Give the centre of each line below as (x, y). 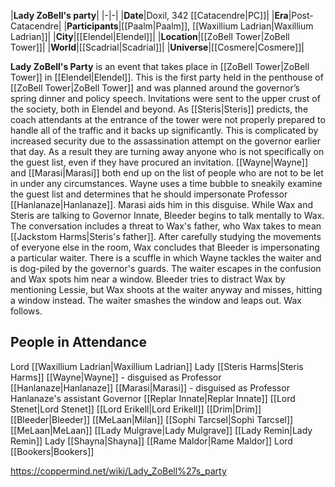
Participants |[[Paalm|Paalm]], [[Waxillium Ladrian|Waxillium (190, 26)
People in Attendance (78, 342)
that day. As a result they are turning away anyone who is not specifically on (167, 151)
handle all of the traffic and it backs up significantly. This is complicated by (164, 130)
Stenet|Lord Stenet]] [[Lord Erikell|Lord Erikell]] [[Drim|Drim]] (136, 409)
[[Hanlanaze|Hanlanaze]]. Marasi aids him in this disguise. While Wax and (161, 204)
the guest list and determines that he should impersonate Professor (149, 194)
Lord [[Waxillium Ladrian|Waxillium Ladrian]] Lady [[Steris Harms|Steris (157, 366)
